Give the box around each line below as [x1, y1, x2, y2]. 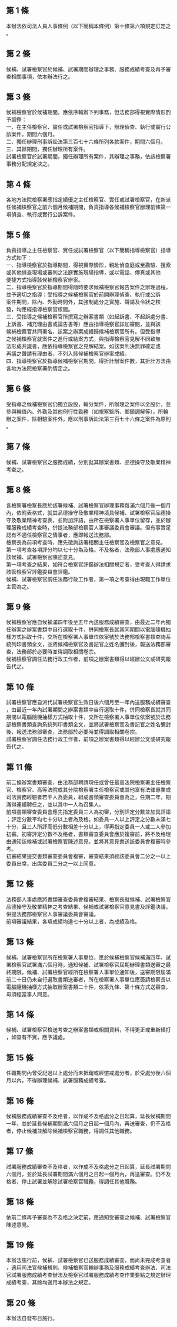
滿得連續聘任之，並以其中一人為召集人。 [6, 801, 104, 808]
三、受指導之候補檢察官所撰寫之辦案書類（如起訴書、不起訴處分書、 [6, 313, 171, 320]
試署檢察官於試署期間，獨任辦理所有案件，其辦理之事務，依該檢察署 [6, 153, 171, 160]
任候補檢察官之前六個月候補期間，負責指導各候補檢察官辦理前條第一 [6, 203, 171, 211]
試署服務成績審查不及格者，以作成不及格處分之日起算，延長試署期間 [6, 1163, 171, 1170]
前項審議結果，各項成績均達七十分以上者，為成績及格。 [6, 918, 140, 925]
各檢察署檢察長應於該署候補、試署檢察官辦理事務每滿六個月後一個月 [6, 502, 171, 509]
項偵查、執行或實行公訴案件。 [6, 211, 78, 218]
